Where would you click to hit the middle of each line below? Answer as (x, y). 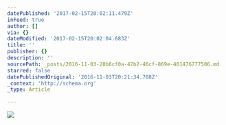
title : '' (21, 45)
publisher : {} (27, 52)
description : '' (30, 58)
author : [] (23, 26)
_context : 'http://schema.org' (52, 83)
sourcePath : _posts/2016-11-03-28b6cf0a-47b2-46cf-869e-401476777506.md (113, 64)
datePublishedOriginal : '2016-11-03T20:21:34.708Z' (82, 77)
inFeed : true (26, 20)
